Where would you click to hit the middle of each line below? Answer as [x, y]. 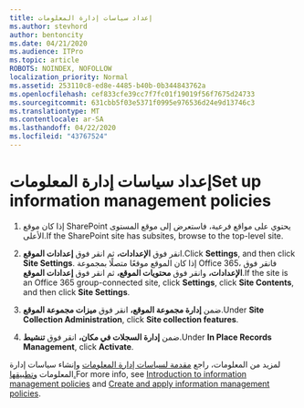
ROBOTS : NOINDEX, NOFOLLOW [61, 69]
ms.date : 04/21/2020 [49, 43]
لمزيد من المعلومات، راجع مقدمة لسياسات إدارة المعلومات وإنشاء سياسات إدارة [145, 364]
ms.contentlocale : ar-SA [57, 119]
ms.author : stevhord [49, 26]
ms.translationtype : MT [55, 111]
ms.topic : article [44, 60]
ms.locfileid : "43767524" [58, 137]
